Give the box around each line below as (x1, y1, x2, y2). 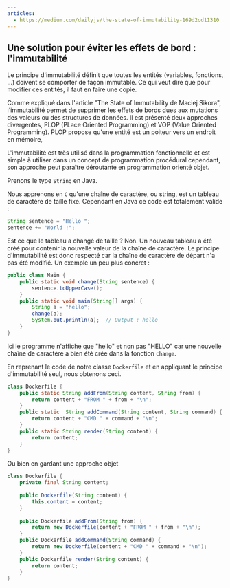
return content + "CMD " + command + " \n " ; (32, 415, 158, 422)
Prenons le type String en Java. (7, 177, 97, 185)
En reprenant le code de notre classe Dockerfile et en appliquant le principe (7, 362, 223, 371)
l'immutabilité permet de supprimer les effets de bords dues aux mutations (7, 106, 218, 114)
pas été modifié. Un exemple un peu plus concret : (7, 259, 150, 267)
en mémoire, (7, 135, 43, 144)
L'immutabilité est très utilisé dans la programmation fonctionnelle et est (7, 149, 211, 157)
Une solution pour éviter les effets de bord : (7, 42, 197, 54)
